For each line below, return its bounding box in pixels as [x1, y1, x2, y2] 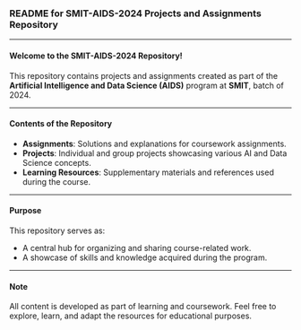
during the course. [21, 176, 91, 187]
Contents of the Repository [9, 118, 113, 129]
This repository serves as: [9, 225, 106, 236]
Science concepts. [21, 157, 91, 168]
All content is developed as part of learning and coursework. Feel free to [9, 301, 277, 312]
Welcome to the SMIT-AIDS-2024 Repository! [9, 50, 184, 61]
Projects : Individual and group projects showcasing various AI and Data [21, 147, 288, 159]
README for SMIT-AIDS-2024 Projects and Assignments [9, 7, 262, 20]
